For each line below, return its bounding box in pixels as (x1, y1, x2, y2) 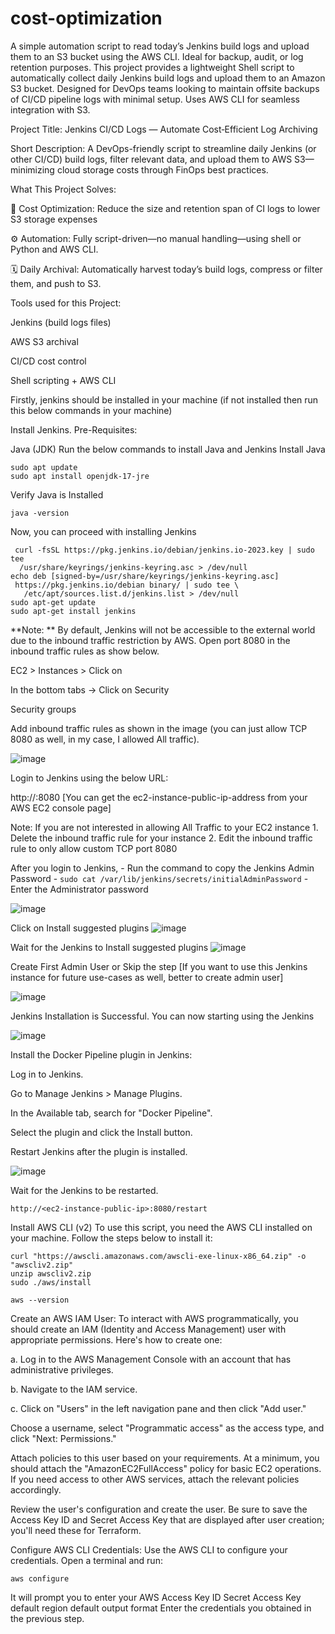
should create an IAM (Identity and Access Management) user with (10, 1323, 287, 1335)
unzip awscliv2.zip (10, 1268, 92, 1279)
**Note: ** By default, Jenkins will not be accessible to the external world (10, 623, 316, 636)
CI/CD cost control (10, 355, 87, 367)
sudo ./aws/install (10, 1277, 92, 1287)
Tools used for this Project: (10, 297, 122, 309)
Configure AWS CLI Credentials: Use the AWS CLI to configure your (10, 1543, 288, 1556)
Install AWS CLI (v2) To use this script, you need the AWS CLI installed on (10, 1221, 313, 1233)
